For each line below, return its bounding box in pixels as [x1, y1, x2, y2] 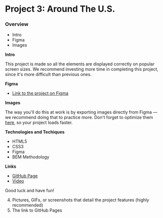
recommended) [12, 202, 43, 208]
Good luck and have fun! [5, 188, 54, 194]
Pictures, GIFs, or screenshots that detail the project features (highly [12, 197, 149, 203]
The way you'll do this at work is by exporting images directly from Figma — [5, 109, 158, 115]
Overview [5, 21, 29, 28]
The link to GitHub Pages [12, 207, 62, 213]
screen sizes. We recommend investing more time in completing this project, [5, 66, 159, 72]
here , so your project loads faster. [5, 119, 73, 125]
